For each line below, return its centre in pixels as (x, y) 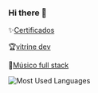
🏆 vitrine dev (29, 46)
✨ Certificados (31, 30)
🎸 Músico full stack (39, 65)
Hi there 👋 (28, 13)
